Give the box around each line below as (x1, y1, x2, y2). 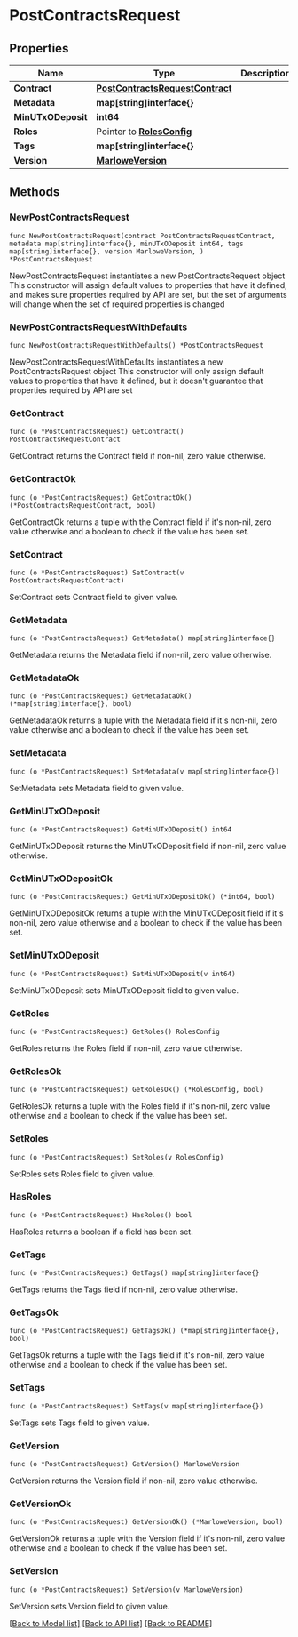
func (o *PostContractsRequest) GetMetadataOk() (9, 692, 192, 701)
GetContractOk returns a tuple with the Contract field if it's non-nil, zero (9, 517, 272, 527)
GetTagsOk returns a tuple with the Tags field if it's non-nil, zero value (9, 1350, 265, 1360)
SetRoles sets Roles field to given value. (9, 1168, 155, 1179)
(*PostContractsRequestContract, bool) (9, 501, 157, 510)
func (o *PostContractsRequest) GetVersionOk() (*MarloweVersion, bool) (9, 1518, 284, 1527)
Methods (9, 184, 60, 200)
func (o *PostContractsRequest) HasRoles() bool (9, 1210, 192, 1219)
